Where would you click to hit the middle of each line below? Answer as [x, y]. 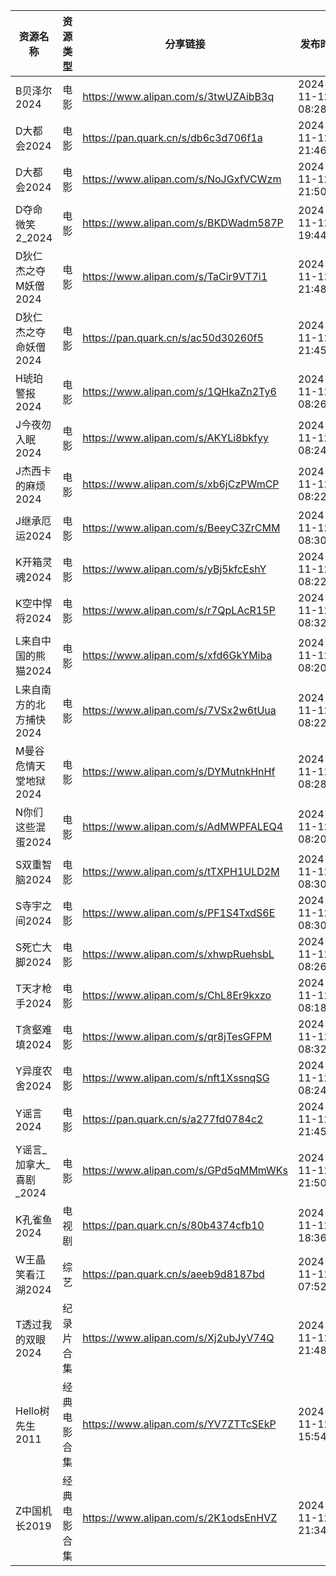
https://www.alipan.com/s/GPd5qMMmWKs [185, 1170]
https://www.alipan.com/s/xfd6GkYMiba [177, 655]
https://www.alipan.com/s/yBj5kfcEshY [174, 569]
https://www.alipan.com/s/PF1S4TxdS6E [179, 912]
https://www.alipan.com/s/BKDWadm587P [183, 222]
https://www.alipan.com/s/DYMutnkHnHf [179, 771]
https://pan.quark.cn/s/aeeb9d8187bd [173, 1274]
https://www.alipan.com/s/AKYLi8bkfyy [175, 437]
